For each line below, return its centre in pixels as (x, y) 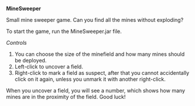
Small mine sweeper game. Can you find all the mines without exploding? (95, 20)
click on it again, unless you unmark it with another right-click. (90, 79)
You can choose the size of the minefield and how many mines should (100, 54)
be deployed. (31, 60)
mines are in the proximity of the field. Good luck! (66, 97)
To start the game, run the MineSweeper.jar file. (64, 31)
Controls (16, 43)
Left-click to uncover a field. (49, 67)
